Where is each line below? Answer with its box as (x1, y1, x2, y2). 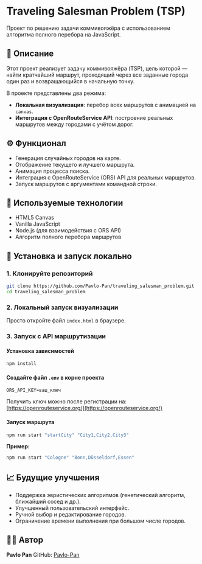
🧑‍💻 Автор (6, 535, 44, 545)
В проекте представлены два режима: (6, 89, 106, 97)
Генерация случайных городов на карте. (15, 154, 121, 162)
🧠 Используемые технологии (6, 198, 124, 208)
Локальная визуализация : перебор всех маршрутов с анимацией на (15, 101, 197, 108)
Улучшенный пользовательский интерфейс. (15, 504, 130, 512)
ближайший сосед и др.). (15, 498, 81, 506)
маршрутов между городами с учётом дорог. (15, 120, 134, 128)
